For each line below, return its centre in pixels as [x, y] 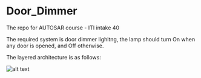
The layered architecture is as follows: [54, 57]
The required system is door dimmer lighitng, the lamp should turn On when [101, 39]
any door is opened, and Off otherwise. [55, 46]
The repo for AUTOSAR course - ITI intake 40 [63, 28]
